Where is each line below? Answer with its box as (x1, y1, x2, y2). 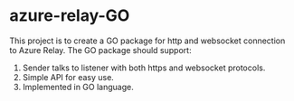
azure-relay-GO (9, 5, 130, 26)
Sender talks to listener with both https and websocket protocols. (22, 62, 266, 73)
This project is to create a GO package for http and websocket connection (9, 35, 286, 46)
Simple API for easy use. (22, 71, 115, 82)
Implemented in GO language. (22, 81, 134, 92)
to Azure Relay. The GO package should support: (9, 44, 192, 55)
